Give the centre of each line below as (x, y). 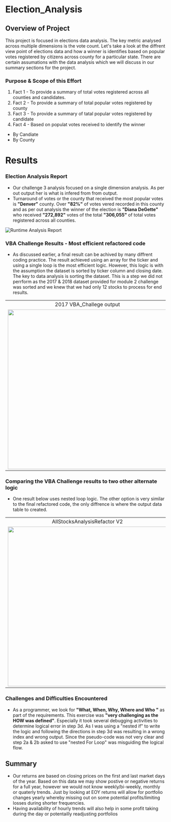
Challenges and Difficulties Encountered (56, 698)
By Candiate (25, 134)
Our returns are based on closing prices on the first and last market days (89, 776)
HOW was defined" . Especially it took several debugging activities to (85, 720)
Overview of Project (38, 28)
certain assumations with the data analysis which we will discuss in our (80, 62)
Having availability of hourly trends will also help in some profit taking (85, 809)
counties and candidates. (39, 98)
